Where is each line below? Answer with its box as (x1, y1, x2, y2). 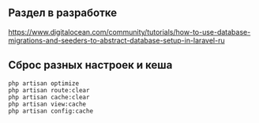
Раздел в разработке (8, 6, 118, 20)
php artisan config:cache (8, 106, 93, 115)
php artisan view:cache (8, 100, 87, 108)
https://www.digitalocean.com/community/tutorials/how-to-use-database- (8, 27, 251, 36)
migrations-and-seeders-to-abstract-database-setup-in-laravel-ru (8, 35, 225, 45)
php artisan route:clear (8, 86, 90, 94)
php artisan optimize (8, 79, 80, 88)
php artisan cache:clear (8, 93, 90, 101)
